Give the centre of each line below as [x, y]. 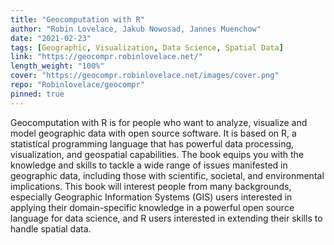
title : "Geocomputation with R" [77, 19]
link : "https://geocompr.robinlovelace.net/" [106, 57]
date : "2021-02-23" [51, 38]
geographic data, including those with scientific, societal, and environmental [167, 175]
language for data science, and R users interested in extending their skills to [166, 218]
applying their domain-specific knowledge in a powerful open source [152, 207]
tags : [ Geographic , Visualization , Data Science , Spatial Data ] [147, 47]
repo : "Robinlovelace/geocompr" [77, 85]
